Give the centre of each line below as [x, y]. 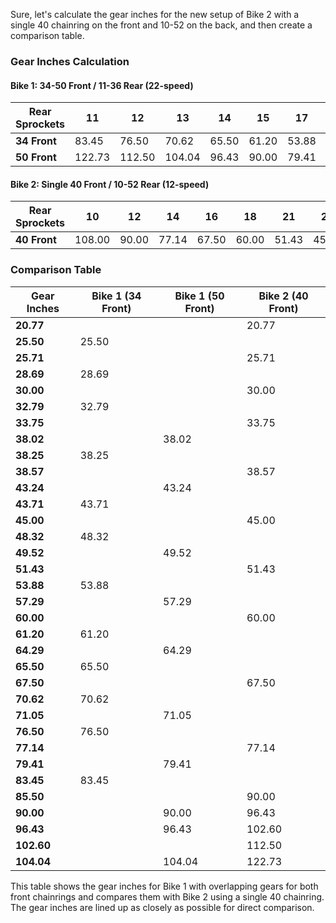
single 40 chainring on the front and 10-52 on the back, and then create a [161, 25]
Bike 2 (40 [283, 296]
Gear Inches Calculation [70, 61]
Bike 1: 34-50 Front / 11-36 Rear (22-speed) [102, 85]
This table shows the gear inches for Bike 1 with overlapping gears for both [164, 886]
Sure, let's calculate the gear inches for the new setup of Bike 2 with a [155, 14]
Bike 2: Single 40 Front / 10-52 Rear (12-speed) [110, 184]
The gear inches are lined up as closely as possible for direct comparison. [162, 907]
